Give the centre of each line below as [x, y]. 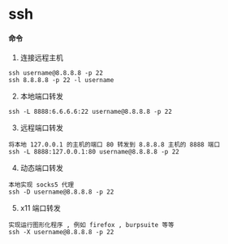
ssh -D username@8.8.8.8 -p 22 [61, 192]
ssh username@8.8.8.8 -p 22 [56, 73]
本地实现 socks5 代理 [41, 185]
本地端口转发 [41, 96]
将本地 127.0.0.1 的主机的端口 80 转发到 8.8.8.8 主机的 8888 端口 [114, 145]
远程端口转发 [41, 128]
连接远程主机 [41, 58]
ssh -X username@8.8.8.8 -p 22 [61, 233]
